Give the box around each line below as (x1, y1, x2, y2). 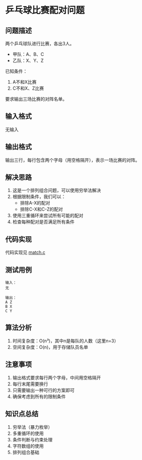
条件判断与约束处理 (12, 436, 53, 442)
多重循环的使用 (12, 430, 44, 436)
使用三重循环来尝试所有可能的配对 (12, 213, 84, 219)
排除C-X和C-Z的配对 (20, 206, 63, 212)
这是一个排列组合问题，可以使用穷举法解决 (12, 187, 101, 193)
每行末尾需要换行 (12, 381, 48, 387)
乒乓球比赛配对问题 (5, 5, 85, 16)
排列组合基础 (12, 449, 39, 455)
